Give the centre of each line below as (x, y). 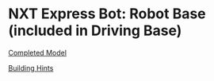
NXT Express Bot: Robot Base (107, 14)
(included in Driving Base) (95, 31)
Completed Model (38, 52)
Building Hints (31, 67)
